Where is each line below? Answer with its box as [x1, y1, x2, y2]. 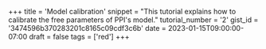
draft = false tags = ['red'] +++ [29, 32, 130, 41]
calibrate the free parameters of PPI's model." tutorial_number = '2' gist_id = [8, 15, 259, 24]
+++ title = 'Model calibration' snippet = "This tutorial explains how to [8, 7, 237, 16]
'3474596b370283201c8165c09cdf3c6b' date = [8, 24, 167, 32]
